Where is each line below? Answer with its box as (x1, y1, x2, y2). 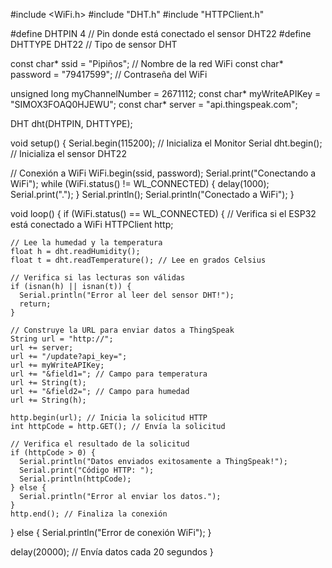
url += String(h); (10, 395, 87, 405)
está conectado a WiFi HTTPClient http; (10, 219, 174, 230)
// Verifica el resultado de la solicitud (10, 439, 190, 449)
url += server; (10, 343, 74, 353)
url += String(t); (10, 378, 87, 388)
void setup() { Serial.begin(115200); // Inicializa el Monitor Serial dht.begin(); (10, 137, 323, 149)
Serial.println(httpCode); (19, 474, 132, 484)
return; (19, 299, 52, 309)
